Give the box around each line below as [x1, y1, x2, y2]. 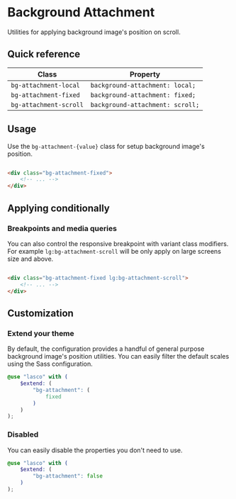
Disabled [7, 430, 39, 439]
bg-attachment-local [11, 81, 80, 89]
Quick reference [7, 48, 81, 60]
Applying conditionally [7, 202, 110, 214]
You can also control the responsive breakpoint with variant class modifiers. [7, 239, 229, 248]
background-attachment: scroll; [90, 101, 200, 108]
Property [130, 69, 161, 79]
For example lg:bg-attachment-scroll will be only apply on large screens [7, 247, 222, 255]
